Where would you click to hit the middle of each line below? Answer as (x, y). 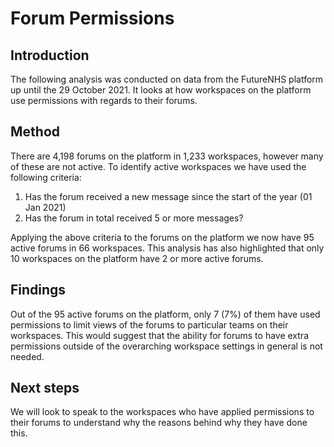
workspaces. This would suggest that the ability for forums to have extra (159, 335)
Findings (38, 290)
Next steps (45, 388)
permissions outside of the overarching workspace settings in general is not (166, 346)
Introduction (50, 55)
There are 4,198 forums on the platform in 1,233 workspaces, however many (167, 156)
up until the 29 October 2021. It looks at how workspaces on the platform (161, 90)
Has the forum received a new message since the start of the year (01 (168, 196)
